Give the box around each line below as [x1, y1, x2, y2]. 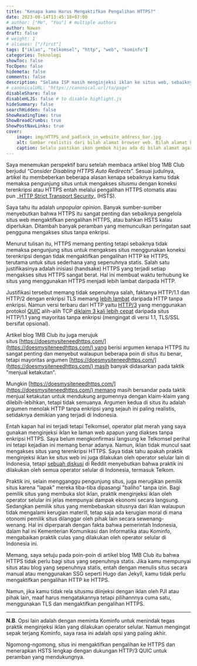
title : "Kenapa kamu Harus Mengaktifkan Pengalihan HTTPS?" [6, 8, 157, 15]
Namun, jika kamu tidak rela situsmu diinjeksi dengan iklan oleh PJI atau [6, 587, 179, 594]
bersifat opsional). [6, 320, 50, 327]
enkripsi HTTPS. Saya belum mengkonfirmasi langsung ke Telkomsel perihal [6, 435, 191, 442]
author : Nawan [6, 25, 41, 31]
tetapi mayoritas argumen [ [6, 356, 72, 363]
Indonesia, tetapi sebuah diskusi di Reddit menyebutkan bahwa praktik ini [6, 460, 184, 467]
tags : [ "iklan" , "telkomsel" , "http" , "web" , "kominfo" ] [6, 47, 148, 53]
